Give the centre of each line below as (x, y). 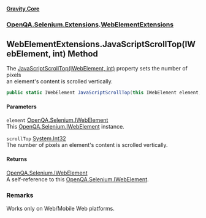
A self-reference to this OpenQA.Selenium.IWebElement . (78, 179)
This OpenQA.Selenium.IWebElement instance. (65, 127)
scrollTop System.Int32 (36, 138)
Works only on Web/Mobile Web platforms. (61, 208)
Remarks (20, 195)
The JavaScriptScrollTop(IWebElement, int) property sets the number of (97, 69)
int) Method (75, 54)
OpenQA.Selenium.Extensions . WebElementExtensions (90, 24)
